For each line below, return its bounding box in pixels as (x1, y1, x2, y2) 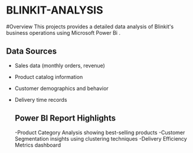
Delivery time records (14, 96, 67, 103)
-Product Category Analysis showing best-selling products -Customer (14, 129, 185, 136)
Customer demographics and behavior (14, 85, 109, 92)
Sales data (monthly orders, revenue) (14, 62, 105, 69)
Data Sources (6, 46, 57, 56)
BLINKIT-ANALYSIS (6, 4, 103, 17)
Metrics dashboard (14, 141, 61, 148)
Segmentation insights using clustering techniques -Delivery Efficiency (14, 135, 187, 142)
